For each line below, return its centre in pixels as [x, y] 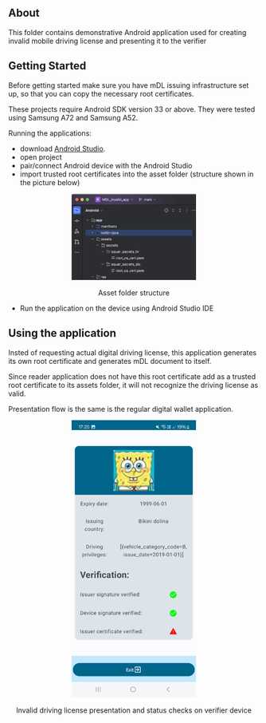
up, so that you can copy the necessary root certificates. [101, 93]
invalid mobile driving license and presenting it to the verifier [108, 41]
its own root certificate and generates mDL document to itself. [110, 361]
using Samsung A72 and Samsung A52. [73, 117]
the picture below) [50, 182]
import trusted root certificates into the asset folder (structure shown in [137, 174]
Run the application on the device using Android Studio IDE [117, 308]
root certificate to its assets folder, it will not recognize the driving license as [133, 385]
